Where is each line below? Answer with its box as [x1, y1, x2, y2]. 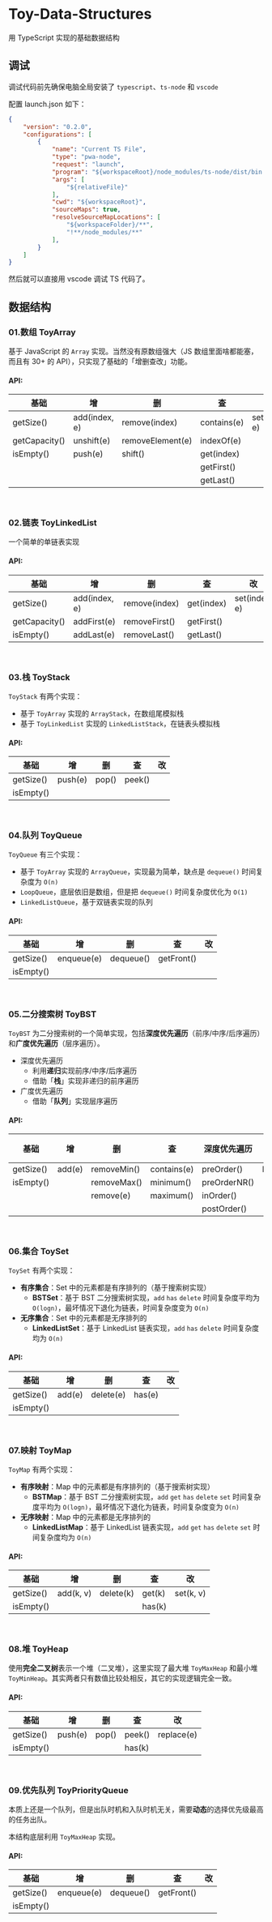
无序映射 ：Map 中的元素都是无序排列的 [19, 1512, 151, 1522]
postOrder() [202, 1203, 248, 1214]
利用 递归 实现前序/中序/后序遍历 [32, 1065, 138, 1075]
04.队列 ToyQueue [8, 830, 83, 841]
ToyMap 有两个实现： [8, 1464, 75, 1474]
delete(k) [100, 1588, 135, 1599]
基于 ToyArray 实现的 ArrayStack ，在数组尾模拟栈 [19, 708, 185, 718]
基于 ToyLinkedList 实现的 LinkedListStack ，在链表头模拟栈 [19, 718, 221, 728]
